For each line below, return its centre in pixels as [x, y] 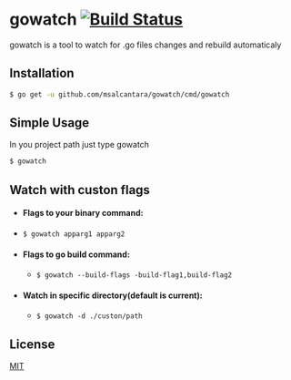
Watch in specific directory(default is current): [112, 295]
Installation [42, 73]
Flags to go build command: [76, 254]
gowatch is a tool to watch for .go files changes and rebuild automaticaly [145, 45]
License [32, 344]
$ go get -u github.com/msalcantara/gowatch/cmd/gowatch [120, 94]
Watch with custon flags [80, 190]
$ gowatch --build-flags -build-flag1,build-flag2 [134, 275]
